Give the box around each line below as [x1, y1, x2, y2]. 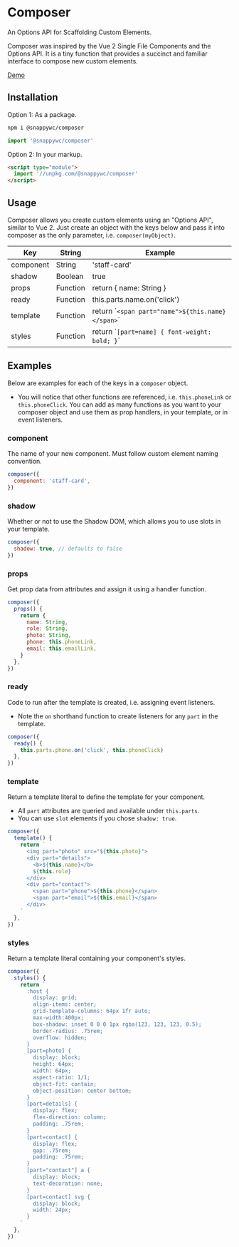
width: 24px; [33, 1206, 72, 1213]
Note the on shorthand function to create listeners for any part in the [17, 711, 218, 721]
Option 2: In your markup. [7, 150, 83, 158]
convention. [7, 457, 43, 466]
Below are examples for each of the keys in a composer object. [7, 379, 188, 387]
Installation [7, 91, 58, 103]
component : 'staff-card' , [14, 477, 91, 484]
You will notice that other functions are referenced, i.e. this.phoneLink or [17, 392, 232, 401]
